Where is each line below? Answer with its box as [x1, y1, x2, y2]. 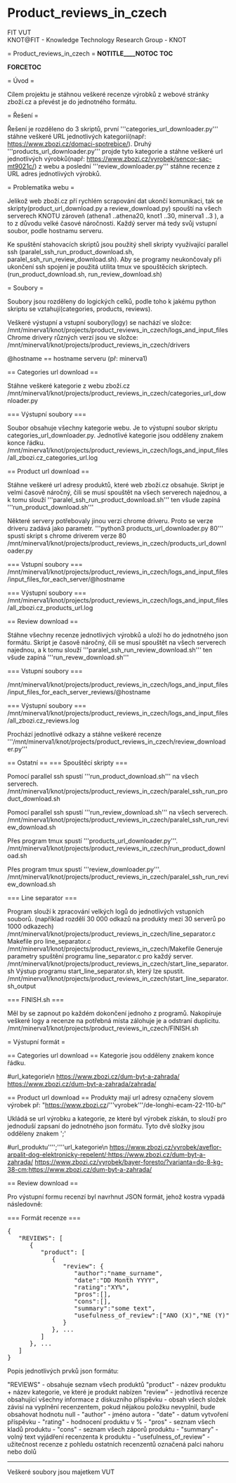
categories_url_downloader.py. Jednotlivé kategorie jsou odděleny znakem [7, 430, 223, 440]
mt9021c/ [7, 162, 35, 170]
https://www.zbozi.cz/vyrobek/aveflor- [109, 1142, 223, 1151]
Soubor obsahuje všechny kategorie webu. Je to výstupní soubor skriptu [7, 423, 218, 432]
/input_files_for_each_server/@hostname [7, 574, 125, 584]
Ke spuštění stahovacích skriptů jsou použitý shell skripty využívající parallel [7, 240, 228, 249]
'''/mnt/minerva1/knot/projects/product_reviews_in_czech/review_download [7, 737, 226, 746]
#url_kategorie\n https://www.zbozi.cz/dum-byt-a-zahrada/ [7, 1072, 181, 1081]
